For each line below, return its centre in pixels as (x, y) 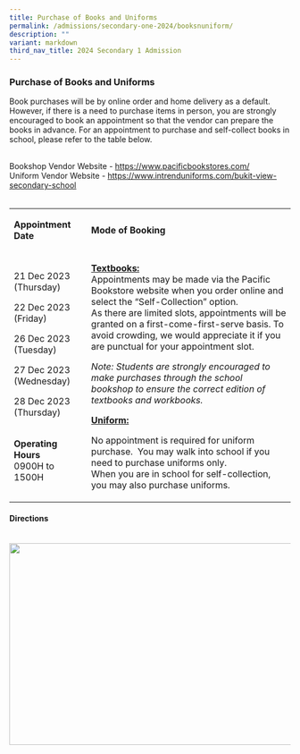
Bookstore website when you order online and (187, 291)
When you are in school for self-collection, (181, 474)
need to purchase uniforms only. (159, 463)
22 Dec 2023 (42, 308)
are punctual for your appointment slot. (172, 347)
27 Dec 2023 (42, 370)
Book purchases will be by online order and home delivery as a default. (140, 102)
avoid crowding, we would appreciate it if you (186, 335)
